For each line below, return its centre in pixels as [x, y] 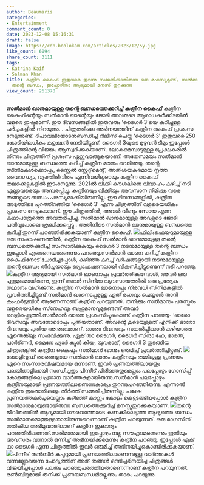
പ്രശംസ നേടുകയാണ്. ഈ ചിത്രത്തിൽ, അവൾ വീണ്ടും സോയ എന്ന [89, 211]
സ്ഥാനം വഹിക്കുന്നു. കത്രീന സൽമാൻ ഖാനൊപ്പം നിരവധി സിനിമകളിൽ [94, 287]
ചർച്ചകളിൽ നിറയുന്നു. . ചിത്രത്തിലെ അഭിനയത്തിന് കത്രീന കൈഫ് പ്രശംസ [100, 129]
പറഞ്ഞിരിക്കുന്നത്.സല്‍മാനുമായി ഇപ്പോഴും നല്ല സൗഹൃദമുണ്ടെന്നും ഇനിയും [97, 433]
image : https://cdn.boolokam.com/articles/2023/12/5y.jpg [81, 46]
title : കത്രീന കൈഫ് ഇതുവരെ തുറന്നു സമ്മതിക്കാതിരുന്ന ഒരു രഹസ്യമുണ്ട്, [93, 80]
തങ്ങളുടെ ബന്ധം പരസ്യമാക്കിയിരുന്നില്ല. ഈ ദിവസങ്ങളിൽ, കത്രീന [89, 197]
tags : [13, 63]
